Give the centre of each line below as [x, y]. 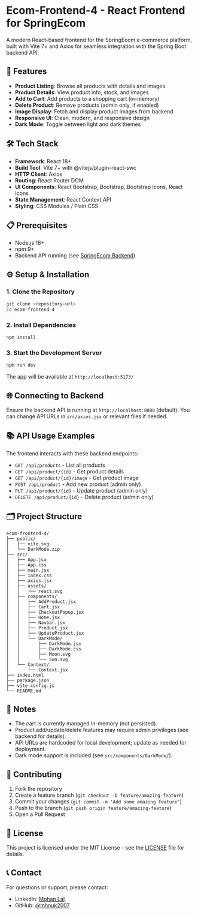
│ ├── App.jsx [26, 559]
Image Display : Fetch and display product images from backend [94, 111]
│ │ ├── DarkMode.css [44, 649]
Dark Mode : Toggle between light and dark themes [78, 124]
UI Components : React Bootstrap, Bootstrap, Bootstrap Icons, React [99, 187]
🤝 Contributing [34, 774]
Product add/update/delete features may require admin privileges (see [102, 730]
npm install [21, 337]
